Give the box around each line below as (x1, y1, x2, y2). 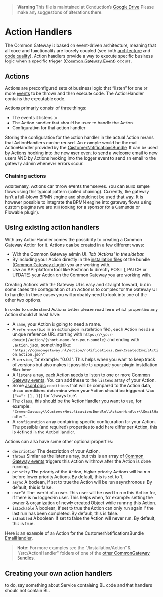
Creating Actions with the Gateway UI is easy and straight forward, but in (5, 281, 151, 287)
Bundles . (17, 555, 35, 561)
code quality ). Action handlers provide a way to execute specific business (5, 53, 153, 59)
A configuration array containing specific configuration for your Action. (12, 418, 156, 424)
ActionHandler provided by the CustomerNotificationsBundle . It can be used (5, 144, 158, 150)
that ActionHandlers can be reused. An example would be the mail (5, 139, 138, 145)
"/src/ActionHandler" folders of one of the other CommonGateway (17, 550, 150, 556)
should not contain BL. (5, 587, 50, 593)
